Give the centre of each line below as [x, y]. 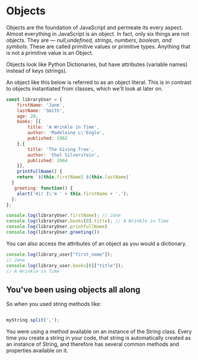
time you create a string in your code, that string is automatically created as [99, 338]
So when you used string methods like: [54, 304]
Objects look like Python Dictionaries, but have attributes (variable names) [97, 64]
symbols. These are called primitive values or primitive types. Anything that [98, 46]
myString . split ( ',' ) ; [33, 320]
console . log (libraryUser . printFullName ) [57, 227]
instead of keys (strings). [37, 70]
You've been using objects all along [73, 289]
